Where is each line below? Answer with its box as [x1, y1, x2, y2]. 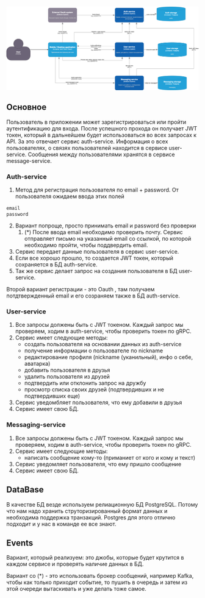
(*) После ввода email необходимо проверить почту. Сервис [24, 229, 183, 236]
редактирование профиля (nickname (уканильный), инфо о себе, [24, 354, 193, 361]
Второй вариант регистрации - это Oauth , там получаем [6, 286, 155, 293]
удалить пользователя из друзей [24, 373, 110, 380]
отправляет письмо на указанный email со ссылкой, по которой [24, 235, 192, 243]
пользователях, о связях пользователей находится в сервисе [6, 144, 168, 151]
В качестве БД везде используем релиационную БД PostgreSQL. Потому [6, 500, 198, 508]
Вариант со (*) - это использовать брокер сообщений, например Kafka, [6, 572, 194, 580]
